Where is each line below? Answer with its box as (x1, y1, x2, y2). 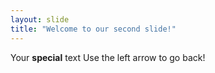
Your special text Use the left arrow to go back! (10, 51, 206, 63)
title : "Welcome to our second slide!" (10, 24, 177, 34)
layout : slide (10, 14, 70, 25)
